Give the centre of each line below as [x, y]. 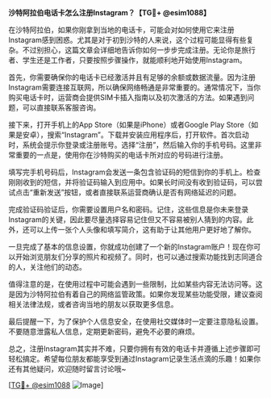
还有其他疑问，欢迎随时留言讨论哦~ [67, 369]
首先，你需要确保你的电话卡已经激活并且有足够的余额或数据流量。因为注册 [132, 77]
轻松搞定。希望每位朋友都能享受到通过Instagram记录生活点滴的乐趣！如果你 [134, 359]
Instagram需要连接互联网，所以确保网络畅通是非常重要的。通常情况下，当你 [134, 87]
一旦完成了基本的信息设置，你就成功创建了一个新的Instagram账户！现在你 [131, 247]
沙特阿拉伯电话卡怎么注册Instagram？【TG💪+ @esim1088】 [110, 13]
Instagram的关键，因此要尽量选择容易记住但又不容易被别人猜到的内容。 [127, 220]
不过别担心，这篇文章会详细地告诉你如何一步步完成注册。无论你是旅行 [139, 50]
